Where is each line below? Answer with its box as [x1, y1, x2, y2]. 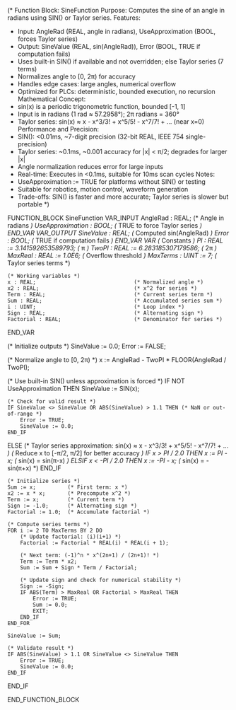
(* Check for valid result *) [7, 398, 97, 405]
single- [185, 132, 206, 141]
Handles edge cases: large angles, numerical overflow [17, 80, 177, 88]
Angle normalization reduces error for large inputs [17, 163, 164, 170]
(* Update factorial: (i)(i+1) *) [20, 533, 122, 540]
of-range [7, 410, 33, 417]
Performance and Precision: [17, 125, 100, 133]
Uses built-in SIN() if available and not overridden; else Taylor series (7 [17, 57, 224, 66]
